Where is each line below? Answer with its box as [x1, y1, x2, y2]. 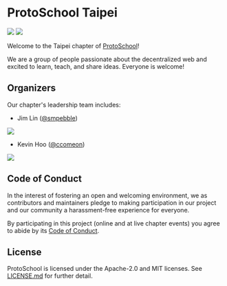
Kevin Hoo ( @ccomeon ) [17, 140, 85, 148]
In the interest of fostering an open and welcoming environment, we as [7, 191, 208, 199]
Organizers [7, 82, 56, 94]
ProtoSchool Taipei [7, 5, 118, 21]
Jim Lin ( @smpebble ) [17, 113, 78, 122]
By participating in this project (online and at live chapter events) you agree [7, 219, 220, 228]
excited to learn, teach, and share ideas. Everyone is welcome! [7, 62, 184, 70]
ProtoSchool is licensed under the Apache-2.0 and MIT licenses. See [7, 265, 203, 273]
